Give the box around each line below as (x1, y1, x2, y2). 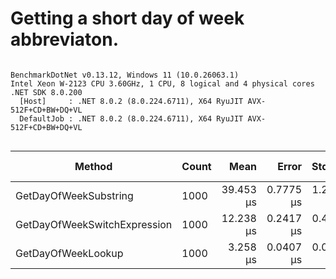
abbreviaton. (10, 28, 120, 51)
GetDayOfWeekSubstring (15, 188, 134, 202)
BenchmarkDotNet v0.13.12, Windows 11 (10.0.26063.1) (10, 70, 240, 80)
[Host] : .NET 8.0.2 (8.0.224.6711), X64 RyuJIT (19, 96, 244, 106)
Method (74, 159, 113, 173)
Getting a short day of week (10, 7, 245, 30)
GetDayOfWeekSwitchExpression (15, 217, 173, 231)
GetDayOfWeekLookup (15, 246, 124, 260)
